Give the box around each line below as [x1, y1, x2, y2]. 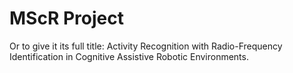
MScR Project [9, 7, 124, 30]
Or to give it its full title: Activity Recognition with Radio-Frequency [9, 40, 283, 52]
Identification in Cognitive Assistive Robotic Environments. [9, 50, 249, 62]
